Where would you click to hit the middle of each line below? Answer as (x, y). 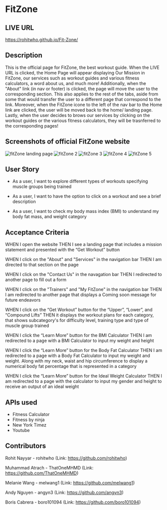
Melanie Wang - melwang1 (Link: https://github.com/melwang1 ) (70, 482)
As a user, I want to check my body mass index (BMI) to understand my (85, 211)
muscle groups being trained (42, 186)
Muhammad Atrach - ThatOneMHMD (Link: (49, 467)
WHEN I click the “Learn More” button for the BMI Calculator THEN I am (79, 335)
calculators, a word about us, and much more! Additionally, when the (76, 83)
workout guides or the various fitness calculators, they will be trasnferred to (83, 120)
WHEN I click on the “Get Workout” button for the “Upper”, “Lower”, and (79, 310)
